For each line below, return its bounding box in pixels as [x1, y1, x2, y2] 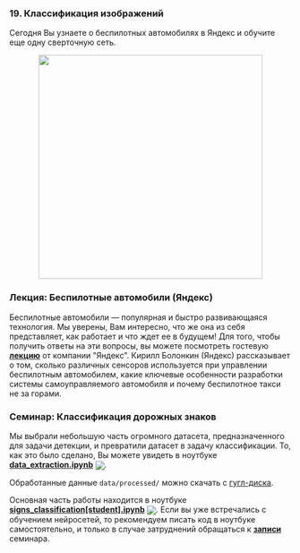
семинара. [9, 533, 50, 544]
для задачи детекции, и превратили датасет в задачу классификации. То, [9, 440, 291, 451]
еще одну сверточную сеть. [9, 37, 116, 48]
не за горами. [9, 388, 62, 399]
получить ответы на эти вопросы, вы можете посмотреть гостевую [9, 340, 269, 351]
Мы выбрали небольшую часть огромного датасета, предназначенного [9, 430, 285, 441]
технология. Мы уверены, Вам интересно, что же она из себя [9, 321, 245, 332]
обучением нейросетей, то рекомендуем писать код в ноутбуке [9, 514, 256, 525]
